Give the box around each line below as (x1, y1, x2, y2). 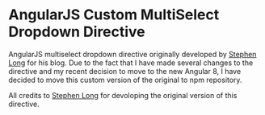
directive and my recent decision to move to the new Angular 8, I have (8, 66, 242, 76)
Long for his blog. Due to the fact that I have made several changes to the (8, 58, 254, 68)
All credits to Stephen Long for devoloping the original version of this (8, 90, 238, 100)
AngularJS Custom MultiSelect (8, 6, 220, 24)
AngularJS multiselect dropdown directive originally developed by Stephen (8, 49, 257, 59)
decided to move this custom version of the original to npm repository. (8, 75, 242, 84)
